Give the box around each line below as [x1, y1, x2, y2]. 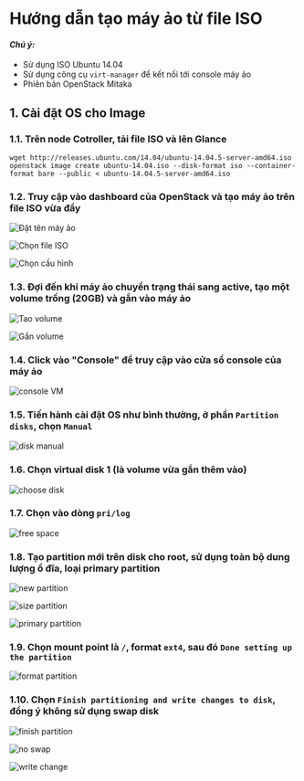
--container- [246, 162, 297, 171]
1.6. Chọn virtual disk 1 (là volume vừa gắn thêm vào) [9, 463, 247, 476]
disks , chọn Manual [9, 419, 93, 432]
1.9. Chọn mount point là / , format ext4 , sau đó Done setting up [9, 641, 292, 654]
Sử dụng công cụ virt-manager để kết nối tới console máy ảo [22, 69, 252, 80]
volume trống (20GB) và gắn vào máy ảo [9, 292, 192, 305]
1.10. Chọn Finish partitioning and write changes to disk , [9, 693, 276, 706]
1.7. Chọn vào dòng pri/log [9, 507, 131, 520]
